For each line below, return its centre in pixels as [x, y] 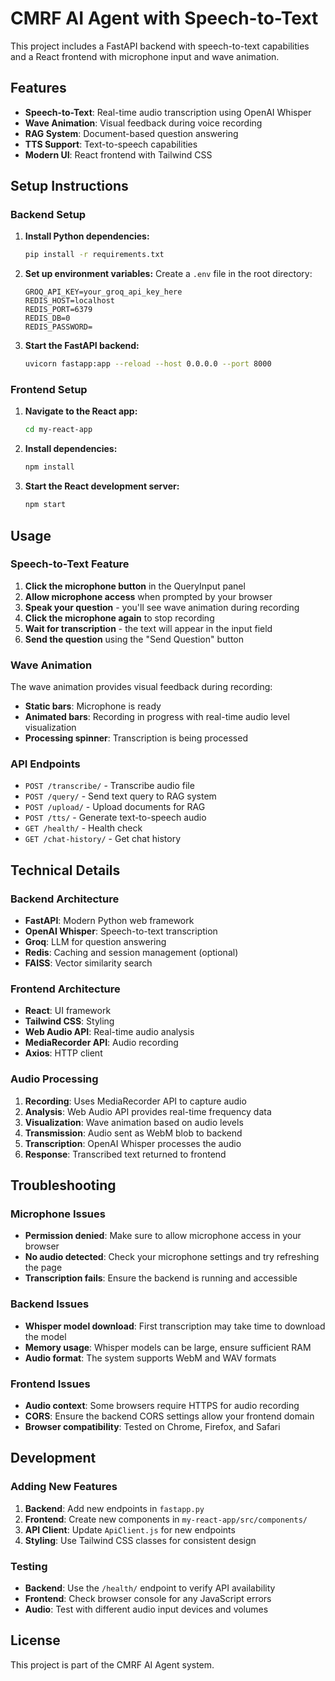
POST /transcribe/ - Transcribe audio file [109, 786]
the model [45, 1336]
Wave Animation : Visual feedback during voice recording [143, 123]
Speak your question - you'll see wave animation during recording [162, 607]
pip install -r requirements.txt [94, 255]
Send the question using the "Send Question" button [134, 639]
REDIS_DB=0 [47, 318]
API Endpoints [45, 764]
